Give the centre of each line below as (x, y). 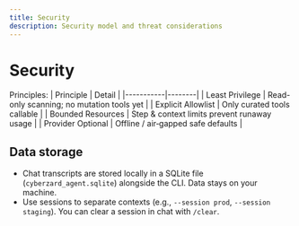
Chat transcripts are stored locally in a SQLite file (113, 174)
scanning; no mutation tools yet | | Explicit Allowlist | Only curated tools (158, 105)
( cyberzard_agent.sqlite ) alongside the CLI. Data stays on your (140, 183)
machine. (40, 193)
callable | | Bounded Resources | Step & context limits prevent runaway (141, 114)
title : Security (40, 17)
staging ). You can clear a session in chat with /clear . (121, 212)
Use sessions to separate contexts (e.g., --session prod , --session (146, 202)
